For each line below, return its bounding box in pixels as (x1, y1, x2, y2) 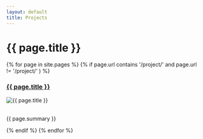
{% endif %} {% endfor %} (6, 126, 74, 134)
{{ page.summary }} (6, 115, 57, 122)
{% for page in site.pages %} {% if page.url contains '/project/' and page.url (6, 61, 198, 68)
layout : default (6, 9, 47, 15)
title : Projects (6, 15, 47, 21)
